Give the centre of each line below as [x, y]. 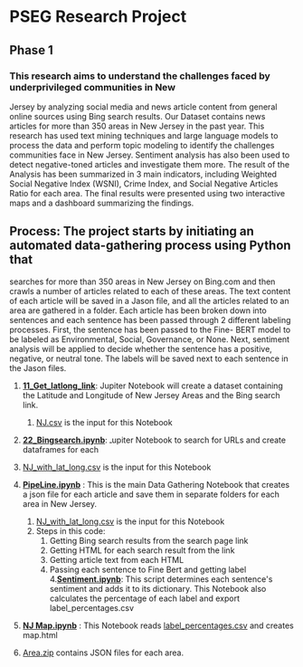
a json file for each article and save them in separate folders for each [151, 494]
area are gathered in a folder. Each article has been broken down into [138, 310]
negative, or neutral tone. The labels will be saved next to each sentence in [149, 358]
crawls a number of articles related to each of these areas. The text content [150, 291]
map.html [40, 634]
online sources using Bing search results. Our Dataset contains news [137, 116]
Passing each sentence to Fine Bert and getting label [148, 569]
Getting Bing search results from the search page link [149, 540]
